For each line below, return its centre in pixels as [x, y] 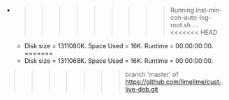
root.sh [180, 25]
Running [182, 10]
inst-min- [209, 10]
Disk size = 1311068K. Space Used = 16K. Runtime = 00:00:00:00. [119, 61]
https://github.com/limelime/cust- [173, 82]
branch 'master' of [152, 74]
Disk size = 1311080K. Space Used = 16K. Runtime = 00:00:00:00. [119, 46]
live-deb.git [142, 89]
